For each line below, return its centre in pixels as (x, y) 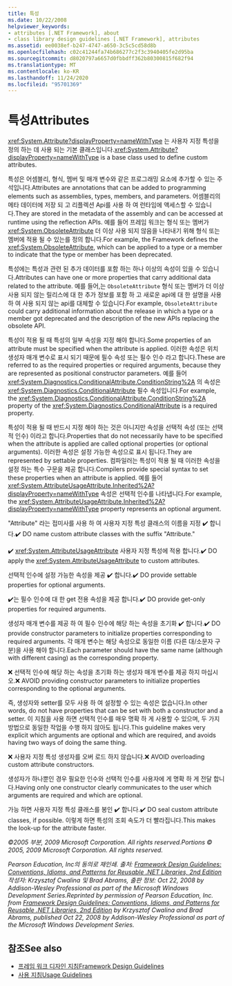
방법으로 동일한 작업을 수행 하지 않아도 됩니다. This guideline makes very (107, 728)
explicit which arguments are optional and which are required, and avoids (112, 735)
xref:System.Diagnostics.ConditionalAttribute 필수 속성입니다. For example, (112, 390)
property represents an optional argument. (161, 509)
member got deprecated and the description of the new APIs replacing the (114, 319)
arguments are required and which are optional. (76, 795)
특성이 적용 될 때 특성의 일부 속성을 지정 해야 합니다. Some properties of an (109, 340)
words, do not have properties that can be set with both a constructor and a (116, 711)
